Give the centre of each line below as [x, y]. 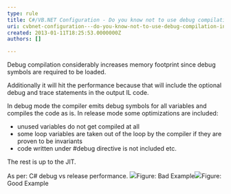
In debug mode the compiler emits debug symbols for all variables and [107, 106]
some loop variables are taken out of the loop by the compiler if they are [119, 134]
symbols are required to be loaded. [57, 72]
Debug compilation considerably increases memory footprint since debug [111, 65]
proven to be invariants [49, 141]
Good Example [28, 184]
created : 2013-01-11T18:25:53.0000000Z [64, 33]
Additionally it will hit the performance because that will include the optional [114, 85]
